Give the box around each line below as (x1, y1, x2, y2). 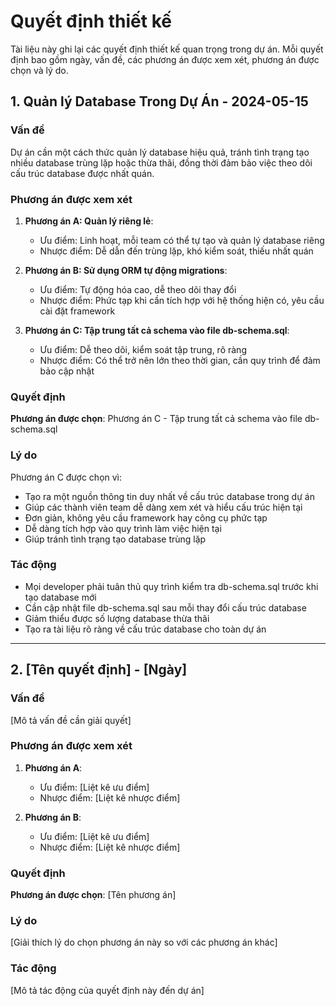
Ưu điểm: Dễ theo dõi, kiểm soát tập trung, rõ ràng (39, 343, 247, 355)
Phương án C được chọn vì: (10, 471, 123, 483)
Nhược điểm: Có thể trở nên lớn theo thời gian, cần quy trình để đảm (39, 354, 321, 366)
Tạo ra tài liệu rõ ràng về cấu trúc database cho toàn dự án (24, 623, 267, 635)
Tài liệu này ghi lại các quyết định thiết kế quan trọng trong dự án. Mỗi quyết (10, 43, 324, 55)
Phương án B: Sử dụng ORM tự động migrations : (24, 264, 228, 276)
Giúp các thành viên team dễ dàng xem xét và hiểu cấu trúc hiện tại (24, 501, 303, 513)
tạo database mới (24, 591, 97, 603)
